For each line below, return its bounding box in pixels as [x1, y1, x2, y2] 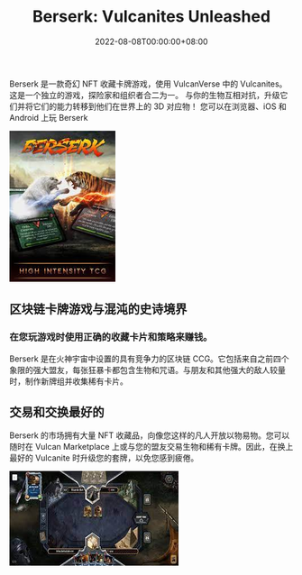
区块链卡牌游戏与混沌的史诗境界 [9, 302, 188, 317]
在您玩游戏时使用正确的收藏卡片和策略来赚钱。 [9, 331, 213, 343]
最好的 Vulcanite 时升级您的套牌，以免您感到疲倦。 [9, 452, 199, 463]
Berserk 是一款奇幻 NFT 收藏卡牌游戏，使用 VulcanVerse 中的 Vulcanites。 [9, 78, 288, 89]
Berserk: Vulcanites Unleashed [32, 6, 271, 27]
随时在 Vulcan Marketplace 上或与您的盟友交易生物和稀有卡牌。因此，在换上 [9, 442, 294, 452]
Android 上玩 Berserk [9, 112, 88, 123]
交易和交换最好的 [9, 405, 105, 420]
